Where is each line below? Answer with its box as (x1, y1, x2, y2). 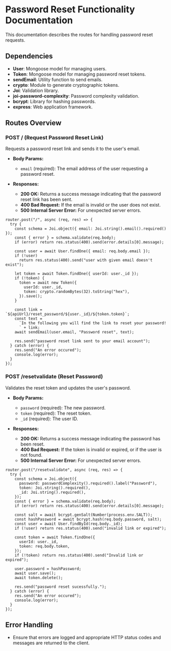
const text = (14, 316, 43, 322)
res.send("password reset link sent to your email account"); (14, 339, 150, 344)
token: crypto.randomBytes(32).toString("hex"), (24, 289, 130, 294)
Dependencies (5, 52, 53, 61)
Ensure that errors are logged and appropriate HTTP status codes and (12, 634, 161, 640)
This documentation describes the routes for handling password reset (5, 31, 153, 38)
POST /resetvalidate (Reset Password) (5, 373, 103, 380)
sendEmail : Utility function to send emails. (12, 76, 103, 83)
